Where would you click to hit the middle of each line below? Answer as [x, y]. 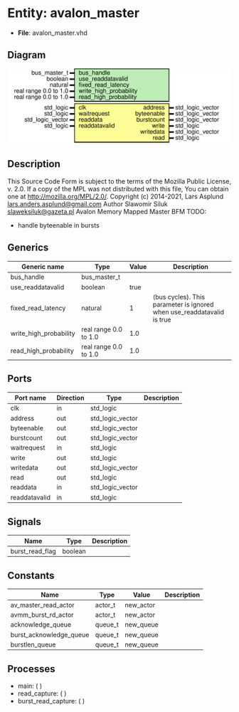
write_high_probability [43, 333]
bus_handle [27, 277]
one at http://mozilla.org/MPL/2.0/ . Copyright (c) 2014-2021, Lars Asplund [116, 196]
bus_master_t [101, 277]
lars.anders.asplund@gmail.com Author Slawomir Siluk [88, 203]
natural [91, 308]
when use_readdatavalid [188, 312]
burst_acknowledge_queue [50, 634]
